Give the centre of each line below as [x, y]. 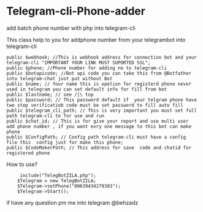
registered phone [28, 153]
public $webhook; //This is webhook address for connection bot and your [102, 57]
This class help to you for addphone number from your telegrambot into [96, 39]
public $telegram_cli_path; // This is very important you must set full [102, 111]
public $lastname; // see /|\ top [50, 94]
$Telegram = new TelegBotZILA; [57, 180]
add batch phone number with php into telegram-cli [71, 28]
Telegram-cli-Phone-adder [76, 11]
